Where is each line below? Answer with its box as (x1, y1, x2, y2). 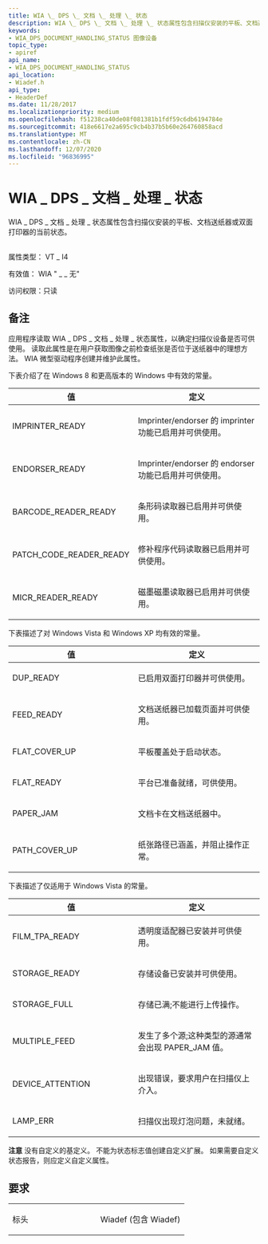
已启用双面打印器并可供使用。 (138, 673, 250, 684)
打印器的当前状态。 (8, 227, 72, 237)
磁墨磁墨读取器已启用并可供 (138, 587, 242, 598)
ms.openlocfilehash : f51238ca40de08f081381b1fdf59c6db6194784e (8, 116, 223, 124)
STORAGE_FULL (12, 998, 73, 1010)
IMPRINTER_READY (12, 420, 86, 431)
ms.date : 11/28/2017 (8, 100, 77, 108)
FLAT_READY (12, 777, 62, 788)
